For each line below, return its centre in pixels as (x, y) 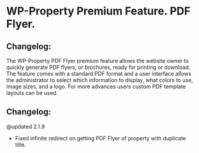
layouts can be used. (32, 93)
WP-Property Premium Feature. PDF (99, 11)
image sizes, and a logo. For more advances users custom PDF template (96, 86)
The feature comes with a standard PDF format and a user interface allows (99, 73)
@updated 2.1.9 (26, 126)
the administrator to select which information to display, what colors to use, (100, 80)
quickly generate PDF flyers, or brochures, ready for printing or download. (98, 67)
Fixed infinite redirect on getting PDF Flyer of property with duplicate (100, 138)
